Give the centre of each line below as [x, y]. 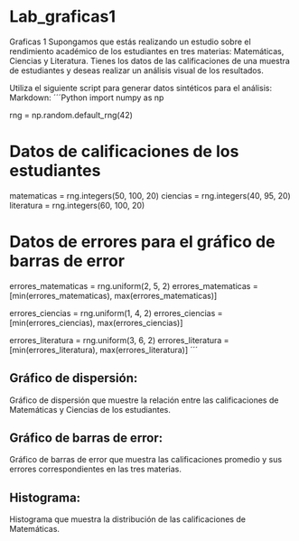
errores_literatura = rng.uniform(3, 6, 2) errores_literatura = [119, 340]
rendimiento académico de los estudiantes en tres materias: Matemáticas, [147, 51]
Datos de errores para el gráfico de [142, 242]
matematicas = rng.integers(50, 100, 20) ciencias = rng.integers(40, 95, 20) [150, 195]
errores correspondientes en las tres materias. [96, 469]
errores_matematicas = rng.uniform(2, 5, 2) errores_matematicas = [134, 285]
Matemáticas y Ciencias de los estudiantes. [90, 409]
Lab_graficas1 [62, 17]
